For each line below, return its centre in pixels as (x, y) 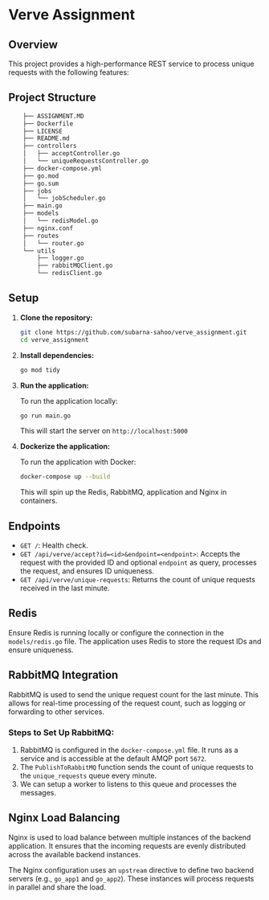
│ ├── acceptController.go (71, 154)
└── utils (39, 251)
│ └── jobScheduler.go (64, 199)
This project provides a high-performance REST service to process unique (131, 64)
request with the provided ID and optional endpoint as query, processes (138, 563)
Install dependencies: (57, 355)
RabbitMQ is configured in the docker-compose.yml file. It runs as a (129, 750)
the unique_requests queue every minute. (88, 775)
